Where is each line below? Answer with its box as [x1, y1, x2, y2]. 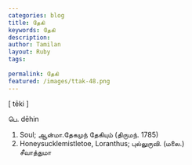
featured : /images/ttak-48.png [8, 77, 110, 85]
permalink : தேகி [8, 70, 60, 78]
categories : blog [8, 11, 65, 20]
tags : [8, 56, 26, 64]
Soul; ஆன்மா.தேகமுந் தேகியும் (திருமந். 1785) [19, 130, 159, 139]
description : [8, 33, 51, 42]
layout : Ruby [8, 48, 51, 56]
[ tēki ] [8, 99, 29, 108]
